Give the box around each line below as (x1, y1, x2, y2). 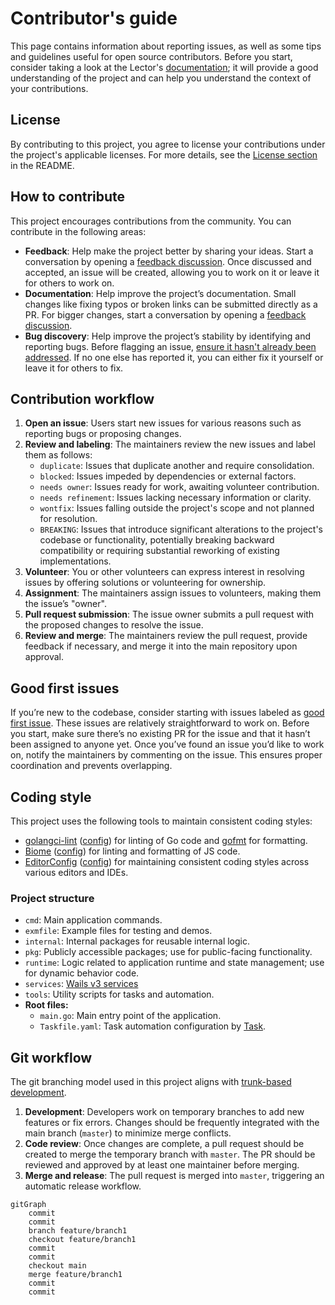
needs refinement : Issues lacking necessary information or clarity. (39, 492, 312, 504)
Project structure (10, 891, 95, 905)
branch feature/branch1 (28, 1226, 128, 1236)
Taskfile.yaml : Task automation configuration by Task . (39, 1020, 267, 1032)
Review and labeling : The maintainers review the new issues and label (24, 438, 316, 451)
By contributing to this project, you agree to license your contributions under (10, 138, 326, 150)
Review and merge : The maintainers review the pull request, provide (24, 630, 308, 642)
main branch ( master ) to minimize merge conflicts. (24, 1127, 232, 1139)
